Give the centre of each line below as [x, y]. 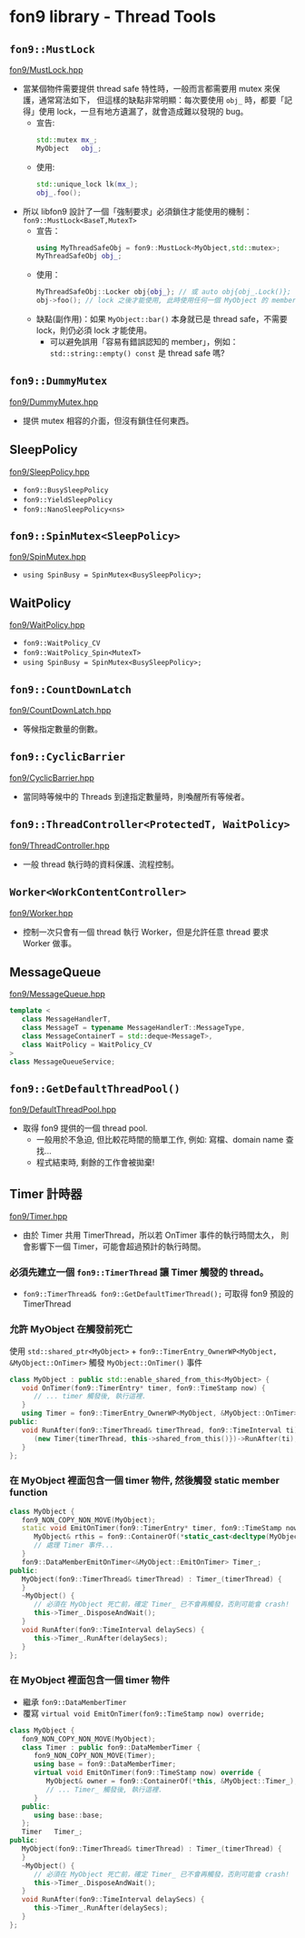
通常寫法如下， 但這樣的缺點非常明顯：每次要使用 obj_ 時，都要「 [162, 100]
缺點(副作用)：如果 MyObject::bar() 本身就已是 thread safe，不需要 [162, 319]
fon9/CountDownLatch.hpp [60, 711]
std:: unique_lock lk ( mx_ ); [87, 184]
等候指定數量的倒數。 [62, 729]
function [29, 1492]
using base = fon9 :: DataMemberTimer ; [105, 1764]
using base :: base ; [68, 1815]
